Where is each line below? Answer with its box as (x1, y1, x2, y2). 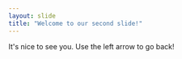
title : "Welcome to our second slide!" (8, 19, 143, 27)
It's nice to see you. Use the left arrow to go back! (8, 41, 176, 51)
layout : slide (8, 11, 57, 20)
